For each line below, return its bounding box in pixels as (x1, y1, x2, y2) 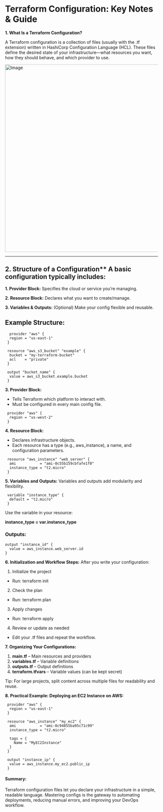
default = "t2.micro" (9, 497, 53, 502)
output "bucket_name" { (7, 370, 55, 374)
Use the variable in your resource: (5, 509, 73, 515)
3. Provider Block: (5, 387, 42, 392)
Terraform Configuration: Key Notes (5, 3, 154, 15)
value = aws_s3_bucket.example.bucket (9, 374, 88, 379)
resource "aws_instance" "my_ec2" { (7, 719, 81, 724)
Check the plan (12, 587, 43, 593)
